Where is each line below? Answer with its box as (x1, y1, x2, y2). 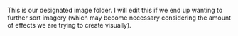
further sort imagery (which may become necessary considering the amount (7, 13, 232, 22)
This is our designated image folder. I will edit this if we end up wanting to (7, 6, 223, 14)
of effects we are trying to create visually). (7, 21, 131, 29)
